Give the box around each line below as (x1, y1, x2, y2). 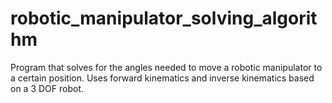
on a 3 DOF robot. (10, 82, 85, 94)
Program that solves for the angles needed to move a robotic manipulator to (10, 61, 323, 73)
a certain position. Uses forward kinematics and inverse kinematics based (10, 72, 315, 84)
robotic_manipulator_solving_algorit (10, 7, 318, 30)
